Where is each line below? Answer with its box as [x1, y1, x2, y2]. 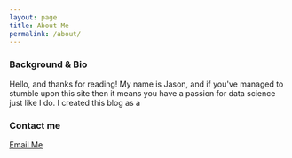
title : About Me [9, 21, 69, 30]
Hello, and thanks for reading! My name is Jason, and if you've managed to [9, 79, 284, 89]
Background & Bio [9, 58, 88, 71]
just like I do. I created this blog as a [9, 97, 140, 108]
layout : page [9, 12, 58, 22]
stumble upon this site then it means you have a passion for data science [9, 87, 276, 98]
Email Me [9, 139, 43, 150]
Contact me [9, 119, 61, 132]
